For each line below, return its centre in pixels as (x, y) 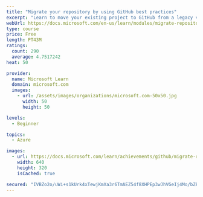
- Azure (21, 140)
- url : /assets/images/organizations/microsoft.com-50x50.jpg (97, 96)
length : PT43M (24, 40)
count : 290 (25, 51)
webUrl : (16, 23)
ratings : (17, 46)
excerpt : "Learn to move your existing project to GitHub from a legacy (100, 18)
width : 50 (34, 102)
